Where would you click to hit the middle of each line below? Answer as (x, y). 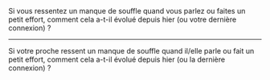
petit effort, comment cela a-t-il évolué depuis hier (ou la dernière (117, 59)
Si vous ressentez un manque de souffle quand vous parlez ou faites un (127, 11)
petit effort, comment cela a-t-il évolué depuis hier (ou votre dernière (123, 19)
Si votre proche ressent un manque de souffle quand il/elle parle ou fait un (131, 51)
